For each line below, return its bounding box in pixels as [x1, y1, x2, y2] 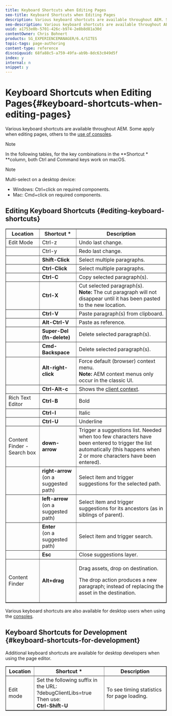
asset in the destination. [78, 589, 136, 596]
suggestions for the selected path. [78, 480, 161, 487]
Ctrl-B [41, 397, 58, 404]
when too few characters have [78, 433, 152, 440]
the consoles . [5, 613, 34, 619]
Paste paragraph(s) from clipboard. [78, 310, 164, 317]
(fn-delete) [41, 334, 71, 341]
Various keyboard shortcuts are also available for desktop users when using [5, 608, 165, 614]
